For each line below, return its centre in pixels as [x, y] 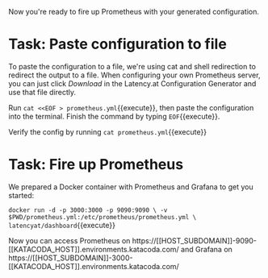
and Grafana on [206, 249]
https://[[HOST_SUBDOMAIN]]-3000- [71, 258]
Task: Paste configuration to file [118, 44]
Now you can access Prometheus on [69, 240]
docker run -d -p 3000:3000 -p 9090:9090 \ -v [88, 210]
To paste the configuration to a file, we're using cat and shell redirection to [132, 66]
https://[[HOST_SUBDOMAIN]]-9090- [194, 240]
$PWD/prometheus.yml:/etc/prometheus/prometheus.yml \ [103, 217]
